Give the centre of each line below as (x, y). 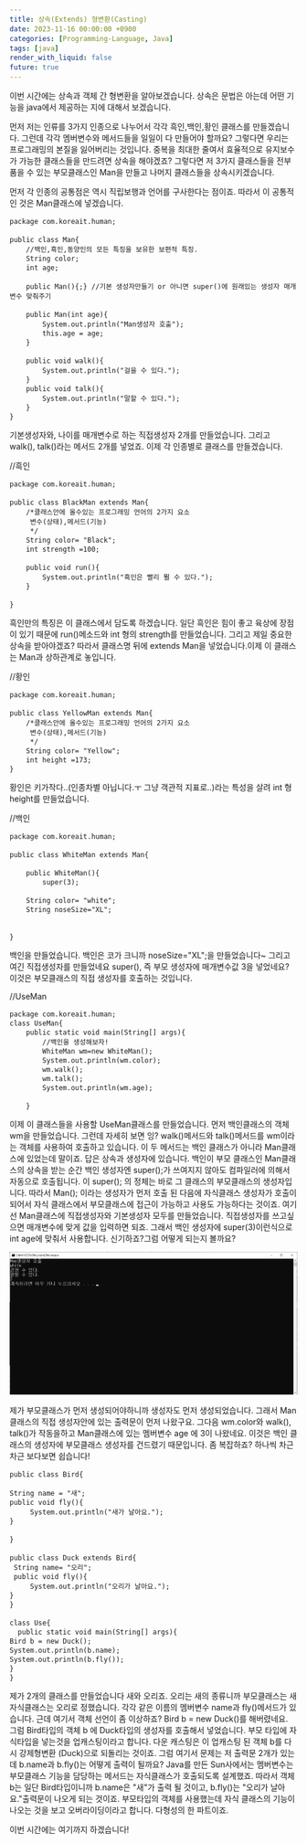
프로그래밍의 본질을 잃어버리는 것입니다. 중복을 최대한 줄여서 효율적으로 (136, 149)
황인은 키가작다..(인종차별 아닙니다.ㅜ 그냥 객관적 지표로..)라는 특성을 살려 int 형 (151, 787)
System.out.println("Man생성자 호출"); (113, 324)
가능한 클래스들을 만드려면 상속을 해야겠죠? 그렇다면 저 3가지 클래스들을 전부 (155, 161)
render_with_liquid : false (61, 58)
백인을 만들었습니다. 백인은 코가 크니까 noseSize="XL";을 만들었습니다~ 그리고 (150, 955)
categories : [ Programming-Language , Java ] (91, 38)
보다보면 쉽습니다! (58, 1456)
